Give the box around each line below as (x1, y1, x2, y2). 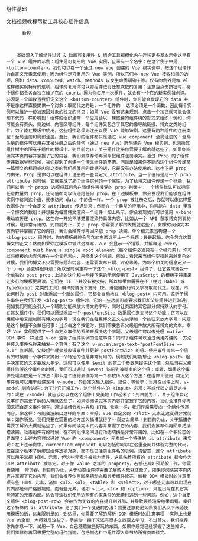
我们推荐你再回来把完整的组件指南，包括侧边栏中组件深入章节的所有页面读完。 (6, 530, 169, 536)
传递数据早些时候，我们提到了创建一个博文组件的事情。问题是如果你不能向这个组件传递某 (6, 159, 191, 165)
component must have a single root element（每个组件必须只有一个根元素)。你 (6, 247, 188, 253)
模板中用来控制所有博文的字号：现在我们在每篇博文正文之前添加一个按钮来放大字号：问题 (6, 316, 191, 322)
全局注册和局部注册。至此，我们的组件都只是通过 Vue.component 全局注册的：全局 (14, 134, 191, 140)
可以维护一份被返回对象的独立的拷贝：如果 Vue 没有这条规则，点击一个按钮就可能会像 (10, 109, 191, 115)
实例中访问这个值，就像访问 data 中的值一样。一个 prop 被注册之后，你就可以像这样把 (6, 197, 192, 203)
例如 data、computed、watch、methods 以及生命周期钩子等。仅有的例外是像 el (14, 77, 189, 83)
